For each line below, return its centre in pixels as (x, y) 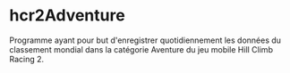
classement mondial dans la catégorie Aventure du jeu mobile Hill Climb (141, 49)
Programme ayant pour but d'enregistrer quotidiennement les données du (145, 40)
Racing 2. (27, 59)
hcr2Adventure (67, 16)
